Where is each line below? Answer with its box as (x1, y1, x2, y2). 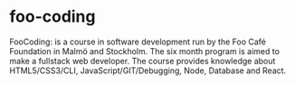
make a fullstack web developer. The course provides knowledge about (9, 55, 276, 66)
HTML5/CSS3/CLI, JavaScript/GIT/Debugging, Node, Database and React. (9, 65, 287, 76)
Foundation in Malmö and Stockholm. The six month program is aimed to (9, 45, 281, 56)
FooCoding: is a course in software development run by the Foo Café (9, 36, 267, 47)
